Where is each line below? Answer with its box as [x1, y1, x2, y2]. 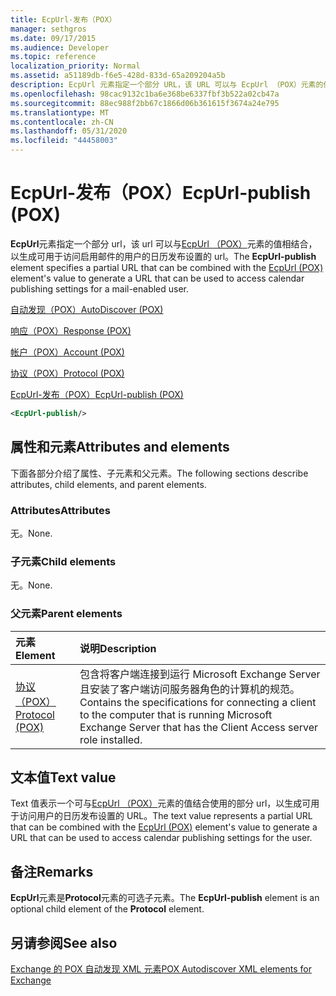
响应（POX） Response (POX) [10, 324, 132, 336]
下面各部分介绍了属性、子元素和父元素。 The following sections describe [10, 467, 309, 479]
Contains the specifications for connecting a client [79, 695, 317, 709]
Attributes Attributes [10, 503, 111, 517]
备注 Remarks [10, 863, 94, 880]
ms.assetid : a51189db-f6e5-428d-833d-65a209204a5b [10, 71, 226, 81]
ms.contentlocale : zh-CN [10, 117, 114, 127]
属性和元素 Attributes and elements [10, 439, 230, 456]
